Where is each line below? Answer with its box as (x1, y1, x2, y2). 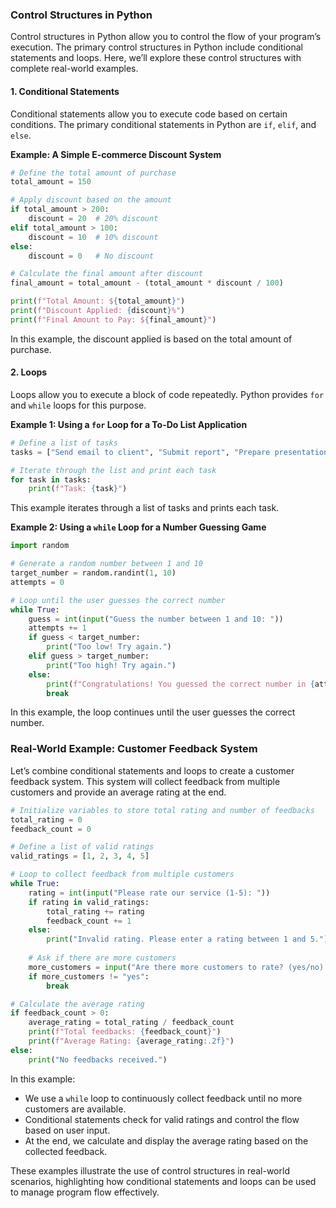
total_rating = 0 (10, 814, 83, 825)
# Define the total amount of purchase (10, 168, 177, 178)
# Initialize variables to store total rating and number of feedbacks (10, 805, 315, 815)
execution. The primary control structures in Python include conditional (10, 41, 303, 53)
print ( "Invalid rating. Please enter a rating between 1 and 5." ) (46, 934, 329, 945)
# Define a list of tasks (10, 438, 118, 448)
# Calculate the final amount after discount (10, 269, 203, 279)
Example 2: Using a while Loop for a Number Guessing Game (10, 521, 267, 533)
